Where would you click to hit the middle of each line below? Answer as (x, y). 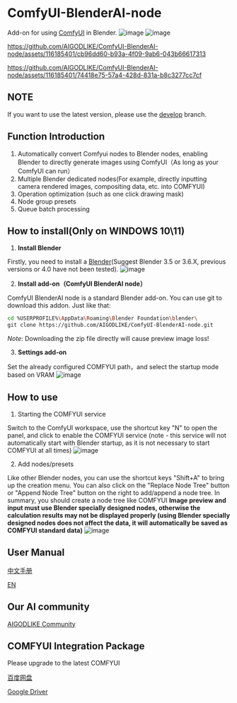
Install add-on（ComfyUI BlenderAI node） (82, 284)
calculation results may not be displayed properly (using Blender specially (119, 515)
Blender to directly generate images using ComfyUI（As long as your (118, 162)
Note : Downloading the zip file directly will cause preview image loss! (108, 339)
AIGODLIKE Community (41, 624)
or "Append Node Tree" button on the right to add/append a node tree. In (114, 492)
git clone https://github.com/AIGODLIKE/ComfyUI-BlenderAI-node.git (110, 325)
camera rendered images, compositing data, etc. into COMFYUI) (111, 186)
